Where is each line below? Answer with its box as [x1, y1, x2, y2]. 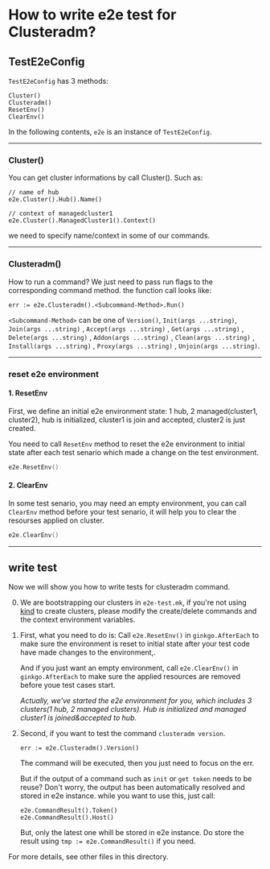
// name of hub [8, 188, 59, 197]
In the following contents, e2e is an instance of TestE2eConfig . [8, 127, 212, 136]
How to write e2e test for [8, 6, 177, 24]
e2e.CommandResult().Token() [19, 807, 118, 815]
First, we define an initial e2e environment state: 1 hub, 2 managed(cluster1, [8, 406, 259, 416]
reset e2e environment [8, 368, 99, 379]
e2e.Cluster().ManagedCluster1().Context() [8, 217, 157, 225]
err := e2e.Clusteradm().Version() [19, 744, 140, 752]
